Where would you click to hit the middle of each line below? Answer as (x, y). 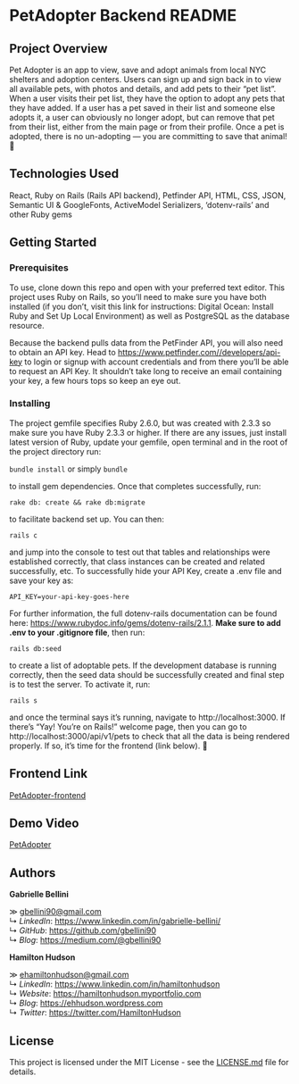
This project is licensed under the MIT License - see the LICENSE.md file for (149, 1063)
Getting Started (53, 242)
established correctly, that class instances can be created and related (137, 561)
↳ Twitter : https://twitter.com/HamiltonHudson (95, 1013)
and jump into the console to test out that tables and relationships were (140, 552)
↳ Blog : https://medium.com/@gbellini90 (85, 940)
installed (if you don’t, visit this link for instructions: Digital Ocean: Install (141, 306)
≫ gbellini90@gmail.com (55, 912)
